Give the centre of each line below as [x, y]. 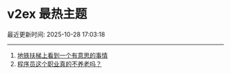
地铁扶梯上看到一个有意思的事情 [62, 55]
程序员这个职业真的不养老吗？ [59, 64]
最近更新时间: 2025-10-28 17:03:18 [56, 34]
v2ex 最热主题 [47, 14]
